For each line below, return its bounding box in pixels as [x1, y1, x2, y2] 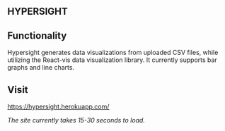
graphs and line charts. [7, 63, 75, 72]
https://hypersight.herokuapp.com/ [7, 102, 110, 111]
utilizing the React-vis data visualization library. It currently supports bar [7, 56, 217, 64]
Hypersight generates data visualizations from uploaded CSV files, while [7, 49, 219, 57]
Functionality [7, 30, 67, 42]
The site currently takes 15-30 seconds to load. [7, 116, 145, 125]
